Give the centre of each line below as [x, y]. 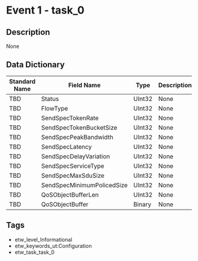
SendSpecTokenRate [70, 118]
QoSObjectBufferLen [70, 194]
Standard [22, 81]
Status [50, 99]
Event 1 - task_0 [45, 10]
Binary [142, 204]
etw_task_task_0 [34, 252]
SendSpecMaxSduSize [73, 175]
